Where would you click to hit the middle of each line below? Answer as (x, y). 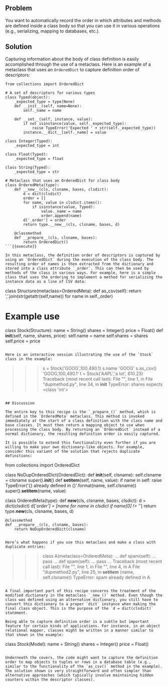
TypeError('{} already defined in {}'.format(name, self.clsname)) (71, 485)
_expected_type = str (37, 172)
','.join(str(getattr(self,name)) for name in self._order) (59, 296)
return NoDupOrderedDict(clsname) (50, 529)
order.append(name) (61, 216)
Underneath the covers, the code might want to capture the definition (81, 657)
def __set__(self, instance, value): (54, 119)
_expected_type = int (37, 145)
